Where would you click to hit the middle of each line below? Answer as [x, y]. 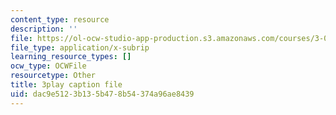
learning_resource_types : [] [71, 57]
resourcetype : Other [53, 76]
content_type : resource [60, 19]
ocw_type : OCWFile [48, 66]
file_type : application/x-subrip [80, 47]
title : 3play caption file [66, 85]
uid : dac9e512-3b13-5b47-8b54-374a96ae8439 [102, 94]
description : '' [44, 29]
